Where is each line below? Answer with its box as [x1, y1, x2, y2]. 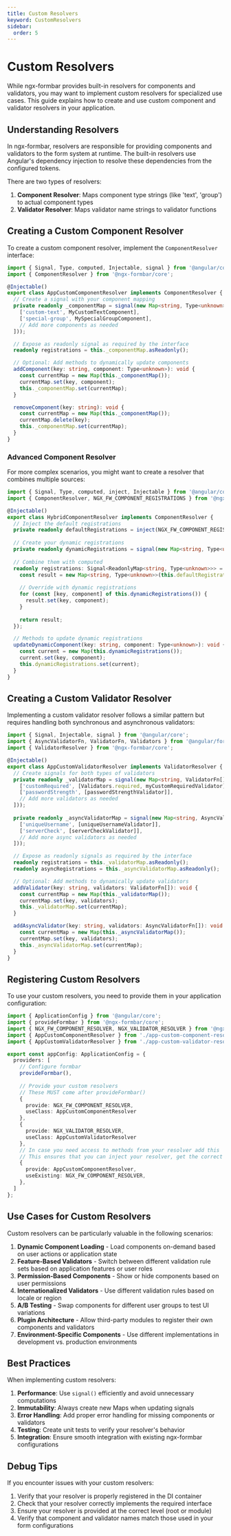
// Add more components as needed [19, 321, 118, 328]
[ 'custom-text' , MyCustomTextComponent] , [19, 309, 140, 316]
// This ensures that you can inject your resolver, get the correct [19, 1153, 223, 1160]
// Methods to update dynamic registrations [13, 635, 143, 642]
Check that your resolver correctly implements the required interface [16, 1499, 212, 1508]
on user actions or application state [16, 1249, 118, 1258]
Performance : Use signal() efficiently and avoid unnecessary [16, 1389, 195, 1397]
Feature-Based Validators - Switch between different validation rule [16, 1257, 211, 1265]
